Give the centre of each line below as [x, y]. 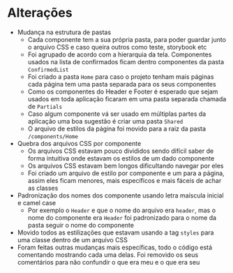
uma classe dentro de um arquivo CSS [72, 239]
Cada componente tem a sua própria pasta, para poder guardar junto [127, 39]
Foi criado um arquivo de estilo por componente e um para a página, [126, 173]
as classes [43, 188]
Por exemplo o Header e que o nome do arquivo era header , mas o [122, 210]
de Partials [45, 106]
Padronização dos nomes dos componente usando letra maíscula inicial [121, 195]
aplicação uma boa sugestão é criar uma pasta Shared [105, 121]
